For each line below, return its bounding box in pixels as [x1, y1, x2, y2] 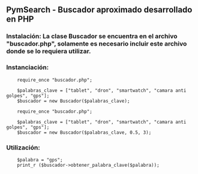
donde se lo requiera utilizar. [6, 47, 91, 56]
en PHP [6, 14, 34, 25]
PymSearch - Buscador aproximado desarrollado [6, 5, 193, 15]
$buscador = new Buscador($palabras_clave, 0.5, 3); [17, 129, 152, 136]
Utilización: [6, 143, 40, 152]
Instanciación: [6, 63, 49, 71]
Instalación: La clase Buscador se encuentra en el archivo [6, 32, 178, 41]
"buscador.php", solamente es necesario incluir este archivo [6, 40, 187, 48]
